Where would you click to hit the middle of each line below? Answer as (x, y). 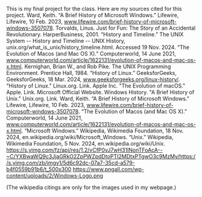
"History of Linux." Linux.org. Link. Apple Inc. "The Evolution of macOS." (96, 86)
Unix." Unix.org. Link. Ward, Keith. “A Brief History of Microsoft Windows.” (98, 98)
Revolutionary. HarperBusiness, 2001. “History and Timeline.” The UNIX (95, 34)
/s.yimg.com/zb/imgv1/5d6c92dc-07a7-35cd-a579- (71, 163)
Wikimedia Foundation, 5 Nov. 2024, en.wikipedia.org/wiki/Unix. (86, 144)
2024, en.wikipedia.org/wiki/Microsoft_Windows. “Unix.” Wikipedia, (90, 137)
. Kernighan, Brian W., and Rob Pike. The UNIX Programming (96, 66)
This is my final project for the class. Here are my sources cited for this (94, 9)
